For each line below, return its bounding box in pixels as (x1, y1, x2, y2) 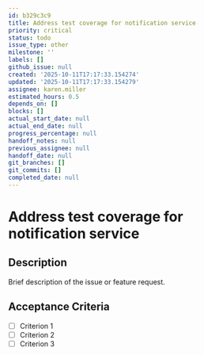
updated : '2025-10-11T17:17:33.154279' (8, 78, 140, 86)
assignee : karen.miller (8, 85, 87, 94)
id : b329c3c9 (8, 11, 51, 20)
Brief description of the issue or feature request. (8, 277, 166, 286)
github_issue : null (8, 63, 73, 71)
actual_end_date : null (8, 122, 83, 130)
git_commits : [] (8, 166, 62, 174)
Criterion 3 (19, 338, 55, 349)
